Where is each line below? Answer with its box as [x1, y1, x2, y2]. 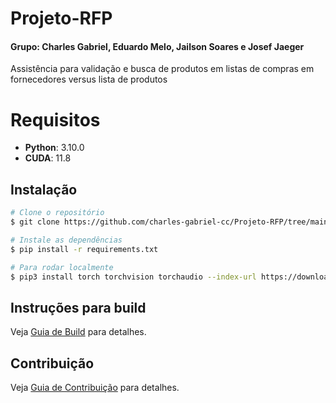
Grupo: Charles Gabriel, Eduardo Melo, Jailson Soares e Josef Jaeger [10, 40, 305, 52]
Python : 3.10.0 [24, 142, 85, 154]
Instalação [10, 181, 78, 198]
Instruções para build [10, 299, 147, 316]
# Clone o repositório [10, 208, 105, 218]
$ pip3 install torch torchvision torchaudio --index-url [10, 272, 257, 282]
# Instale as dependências [10, 235, 123, 245]
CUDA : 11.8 [24, 152, 72, 164]
